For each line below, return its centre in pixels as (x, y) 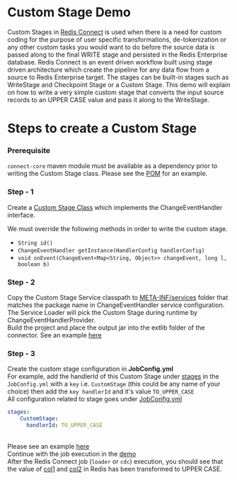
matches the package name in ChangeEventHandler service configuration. (116, 305)
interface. (21, 215)
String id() (35, 243)
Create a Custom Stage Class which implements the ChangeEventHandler (115, 207)
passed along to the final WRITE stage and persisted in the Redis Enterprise (117, 55)
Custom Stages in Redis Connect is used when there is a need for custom (115, 32)
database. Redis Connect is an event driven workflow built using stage (110, 62)
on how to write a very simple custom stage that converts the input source (116, 92)
